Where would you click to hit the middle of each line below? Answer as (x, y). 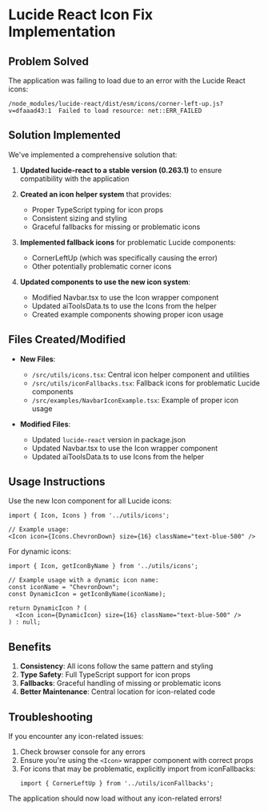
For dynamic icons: (40, 551)
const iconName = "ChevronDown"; (64, 587)
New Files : (38, 359)
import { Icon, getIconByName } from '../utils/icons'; (103, 567)
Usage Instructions (57, 482)
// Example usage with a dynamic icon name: (84, 580)
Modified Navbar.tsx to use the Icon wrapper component (125, 297)
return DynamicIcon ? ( (48, 608)
